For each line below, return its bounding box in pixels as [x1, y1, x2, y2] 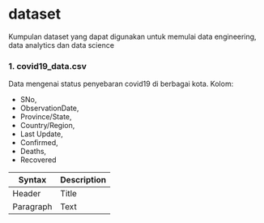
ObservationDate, [19, 103, 79, 114]
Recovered [19, 155, 57, 165]
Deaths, [19, 147, 47, 157]
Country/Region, [19, 121, 75, 131]
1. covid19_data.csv [8, 60, 87, 71]
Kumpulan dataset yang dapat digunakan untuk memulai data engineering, [8, 32, 257, 41]
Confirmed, [19, 138, 58, 148]
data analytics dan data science [8, 40, 115, 49]
